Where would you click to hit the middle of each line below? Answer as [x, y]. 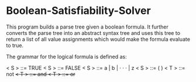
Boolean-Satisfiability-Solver [78, 11]
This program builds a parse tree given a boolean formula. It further [87, 27]
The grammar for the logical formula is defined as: [66, 56]
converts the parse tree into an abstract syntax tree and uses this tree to [93, 33]
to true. [15, 45]
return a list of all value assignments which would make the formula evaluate [98, 39]
